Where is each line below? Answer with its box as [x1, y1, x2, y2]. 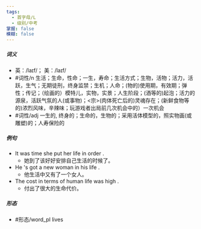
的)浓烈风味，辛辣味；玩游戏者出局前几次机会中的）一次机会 [14, 105, 164, 112]
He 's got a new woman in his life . [14, 163, 100, 171]
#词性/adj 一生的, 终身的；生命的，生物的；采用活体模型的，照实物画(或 [14, 112, 192, 119]
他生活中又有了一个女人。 [23, 171, 88, 178]
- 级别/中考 [11, 20, 38, 26]
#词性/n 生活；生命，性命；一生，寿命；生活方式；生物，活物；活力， [14, 75, 188, 82]
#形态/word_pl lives [14, 216, 64, 223]
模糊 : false [6, 31, 34, 37]
